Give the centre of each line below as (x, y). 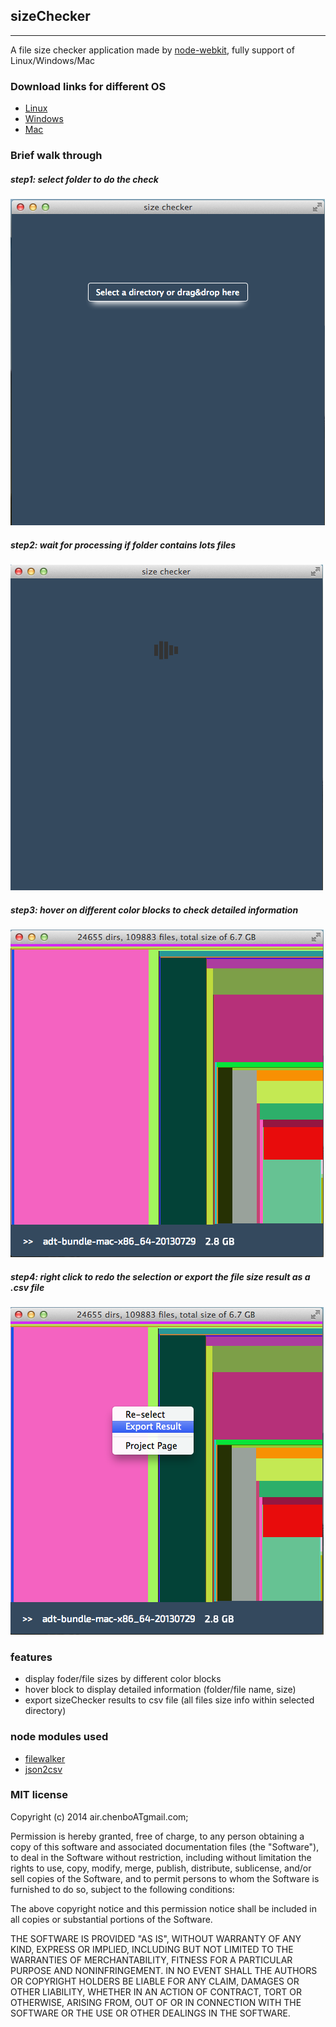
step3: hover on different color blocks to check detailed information (154, 910)
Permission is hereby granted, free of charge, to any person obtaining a (157, 1836)
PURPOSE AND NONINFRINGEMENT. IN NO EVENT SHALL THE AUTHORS (164, 1970)
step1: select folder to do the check (84, 179)
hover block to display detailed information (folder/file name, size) (160, 1690)
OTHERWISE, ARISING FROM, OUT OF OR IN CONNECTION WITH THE (156, 2002)
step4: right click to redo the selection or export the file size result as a (160, 1276)
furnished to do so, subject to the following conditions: (122, 1889)
